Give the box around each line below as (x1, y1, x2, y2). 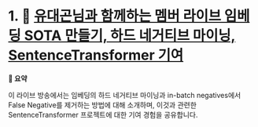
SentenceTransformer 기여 (8, 46, 184, 64)
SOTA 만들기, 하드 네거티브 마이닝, (24, 27, 236, 45)
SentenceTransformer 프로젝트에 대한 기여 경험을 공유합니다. (8, 110, 198, 119)
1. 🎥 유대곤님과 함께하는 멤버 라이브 (8, 7, 222, 25)
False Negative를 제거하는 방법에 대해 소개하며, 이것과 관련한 (8, 100, 197, 110)
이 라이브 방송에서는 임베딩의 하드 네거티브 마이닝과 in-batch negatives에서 (8, 90, 241, 100)
